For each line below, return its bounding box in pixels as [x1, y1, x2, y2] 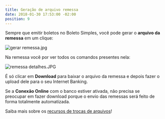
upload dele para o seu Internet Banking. [5, 79, 88, 84]
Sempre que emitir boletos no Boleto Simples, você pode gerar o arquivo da [5, 30, 161, 36]
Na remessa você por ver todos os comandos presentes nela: [5, 54, 130, 60]
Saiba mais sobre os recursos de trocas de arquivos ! [5, 108, 112, 114]
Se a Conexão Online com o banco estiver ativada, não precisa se [5, 88, 140, 94]
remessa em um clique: [5, 35, 53, 41]
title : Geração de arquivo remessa [5, 7, 79, 12]
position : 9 [5, 16, 30, 21]
